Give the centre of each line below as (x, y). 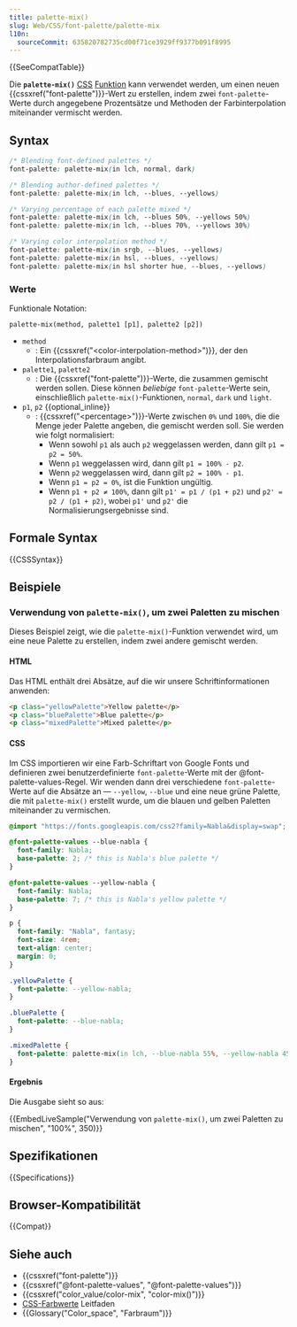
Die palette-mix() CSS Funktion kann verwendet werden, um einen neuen (145, 84)
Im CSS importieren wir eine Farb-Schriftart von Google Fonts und (129, 763)
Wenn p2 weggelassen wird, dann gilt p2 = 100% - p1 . (146, 472)
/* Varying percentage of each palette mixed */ (100, 209)
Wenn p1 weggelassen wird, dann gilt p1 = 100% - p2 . (146, 463)
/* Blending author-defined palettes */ (85, 185)
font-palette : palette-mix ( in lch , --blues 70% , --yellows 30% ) (130, 226)
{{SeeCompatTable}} (47, 67)
